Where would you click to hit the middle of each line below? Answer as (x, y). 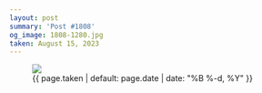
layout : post (34, 18)
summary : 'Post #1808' (52, 26)
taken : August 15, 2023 (55, 43)
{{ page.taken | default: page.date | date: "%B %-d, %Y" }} (142, 78)
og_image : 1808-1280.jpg (56, 35)
